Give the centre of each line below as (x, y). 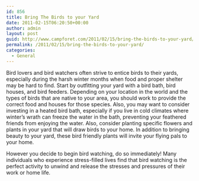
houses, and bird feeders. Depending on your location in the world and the (97, 91)
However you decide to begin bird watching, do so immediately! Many (91, 153)
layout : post (22, 34)
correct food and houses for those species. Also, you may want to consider (98, 104)
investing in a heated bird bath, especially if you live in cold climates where (97, 110)
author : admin (24, 28)
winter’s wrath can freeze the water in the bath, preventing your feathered (96, 117)
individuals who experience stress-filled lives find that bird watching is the (97, 160)
